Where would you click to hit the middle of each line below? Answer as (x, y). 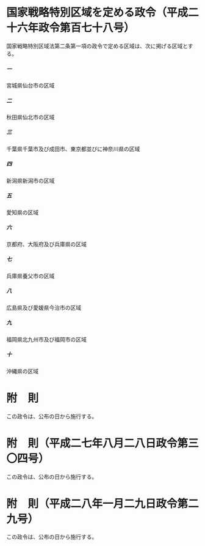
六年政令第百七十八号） (76, 28)
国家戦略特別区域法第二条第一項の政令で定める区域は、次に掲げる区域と (97, 46)
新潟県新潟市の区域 (31, 181)
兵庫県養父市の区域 (31, 275)
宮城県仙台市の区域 (31, 85)
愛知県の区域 (22, 212)
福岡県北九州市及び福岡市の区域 (46, 339)
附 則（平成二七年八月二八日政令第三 (103, 443)
